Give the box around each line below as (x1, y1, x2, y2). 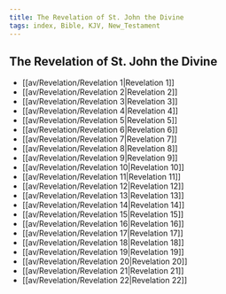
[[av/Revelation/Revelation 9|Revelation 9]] (21, 152, 178, 164)
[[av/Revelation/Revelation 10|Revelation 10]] (21, 162, 184, 173)
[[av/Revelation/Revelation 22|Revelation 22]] (21, 275, 188, 286)
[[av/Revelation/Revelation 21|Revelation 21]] (21, 266, 184, 276)
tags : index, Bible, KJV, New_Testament (9, 21, 161, 30)
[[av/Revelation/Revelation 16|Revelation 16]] (21, 219, 184, 229)
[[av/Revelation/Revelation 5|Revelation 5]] (21, 115, 178, 126)
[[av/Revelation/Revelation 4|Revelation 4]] (21, 105, 179, 116)
